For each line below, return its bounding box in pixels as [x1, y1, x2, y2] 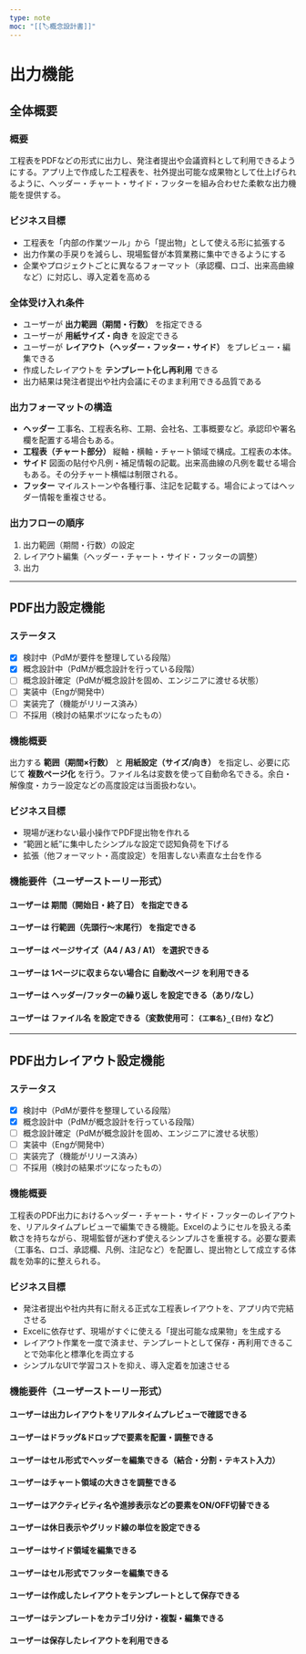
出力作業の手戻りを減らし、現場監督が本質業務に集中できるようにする [22, 248, 287, 259]
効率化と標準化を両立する [38, 1348, 135, 1359]
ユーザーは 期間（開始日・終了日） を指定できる [9, 899, 189, 910]
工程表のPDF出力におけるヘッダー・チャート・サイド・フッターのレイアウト [9, 1209, 297, 1220]
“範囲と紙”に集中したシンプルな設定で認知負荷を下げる [22, 839, 229, 850]
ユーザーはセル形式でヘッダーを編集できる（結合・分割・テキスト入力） [9, 1454, 280, 1465]
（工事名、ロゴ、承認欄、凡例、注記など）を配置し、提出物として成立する [9, 1243, 289, 1255]
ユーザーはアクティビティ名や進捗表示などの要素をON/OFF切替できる [9, 1499, 270, 1511]
